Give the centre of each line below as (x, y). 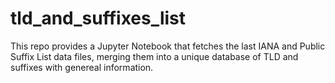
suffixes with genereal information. (82, 67)
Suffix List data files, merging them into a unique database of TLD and (154, 56)
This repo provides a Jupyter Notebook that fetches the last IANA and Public (168, 46)
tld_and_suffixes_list (98, 18)
